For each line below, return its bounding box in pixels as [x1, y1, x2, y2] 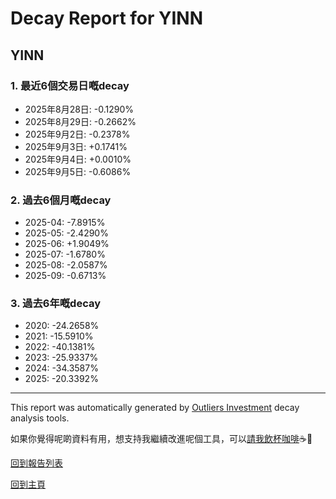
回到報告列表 [10, 457, 63, 469]
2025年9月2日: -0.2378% [24, 128, 131, 140]
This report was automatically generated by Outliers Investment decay [10, 402, 300, 414]
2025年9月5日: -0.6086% [24, 165, 132, 177]
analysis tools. [10, 412, 70, 424]
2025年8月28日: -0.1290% [24, 103, 135, 115]
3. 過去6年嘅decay [10, 297, 102, 311]
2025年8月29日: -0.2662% [24, 115, 137, 127]
